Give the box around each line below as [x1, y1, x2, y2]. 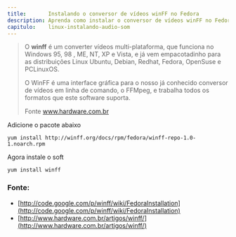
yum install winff [7, 167, 61, 174]
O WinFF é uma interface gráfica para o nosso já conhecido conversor [24, 79, 228, 87]
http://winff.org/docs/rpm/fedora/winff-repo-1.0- [44, 134, 197, 141]
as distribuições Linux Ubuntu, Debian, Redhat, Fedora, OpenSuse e [24, 58, 221, 66]
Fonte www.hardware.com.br [24, 107, 109, 116]
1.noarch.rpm [7, 141, 46, 148]
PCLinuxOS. [24, 65, 60, 74]
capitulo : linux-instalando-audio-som [7, 23, 131, 30]
